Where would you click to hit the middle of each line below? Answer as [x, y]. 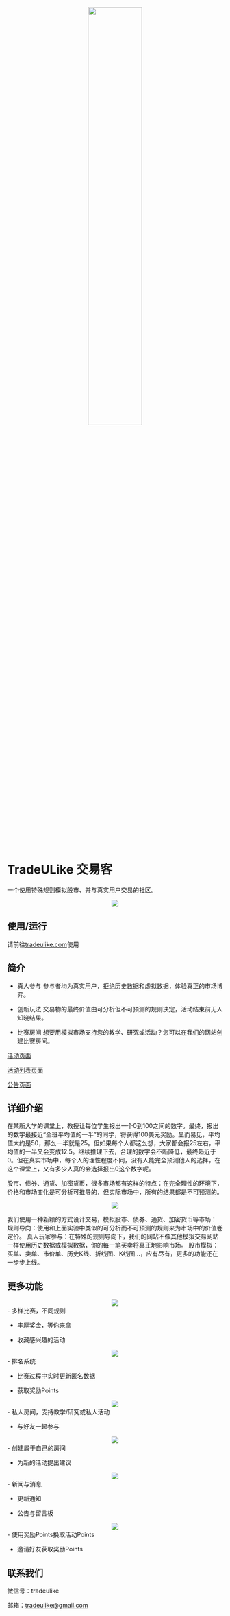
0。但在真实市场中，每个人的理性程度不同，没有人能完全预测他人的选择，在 [114, 1160]
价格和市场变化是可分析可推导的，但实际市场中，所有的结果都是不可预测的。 [115, 1192]
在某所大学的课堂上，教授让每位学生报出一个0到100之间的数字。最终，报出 [113, 1126]
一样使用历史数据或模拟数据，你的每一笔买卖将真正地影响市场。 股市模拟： [113, 1245]
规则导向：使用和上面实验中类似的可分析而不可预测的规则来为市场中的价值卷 [115, 1228]
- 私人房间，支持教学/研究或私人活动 [59, 1412]
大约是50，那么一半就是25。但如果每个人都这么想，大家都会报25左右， [114, 1143]
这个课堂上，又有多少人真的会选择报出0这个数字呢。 [81, 1169]
